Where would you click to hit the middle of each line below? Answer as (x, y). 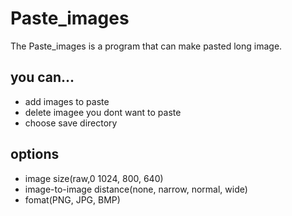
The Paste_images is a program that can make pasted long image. (146, 46)
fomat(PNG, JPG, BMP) (72, 199)
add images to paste (67, 101)
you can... (42, 77)
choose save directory (71, 123)
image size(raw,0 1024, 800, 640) (94, 178)
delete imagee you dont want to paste (103, 112)
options (35, 154)
